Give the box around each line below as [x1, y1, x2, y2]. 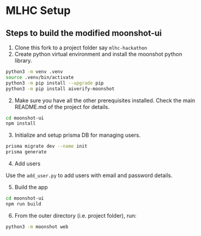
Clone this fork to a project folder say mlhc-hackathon [14, 44, 148, 51]
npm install [5, 120, 36, 127]
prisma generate [5, 149, 47, 155]
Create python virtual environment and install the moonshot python [14, 50, 183, 58]
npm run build [5, 201, 42, 207]
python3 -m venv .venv [5, 69, 63, 75]
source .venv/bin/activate [5, 74, 74, 80]
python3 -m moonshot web [5, 223, 69, 230]
